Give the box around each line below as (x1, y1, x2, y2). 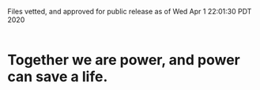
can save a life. (7, 68, 108, 86)
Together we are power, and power (7, 51, 240, 69)
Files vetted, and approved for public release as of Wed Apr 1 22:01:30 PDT (7, 7, 252, 16)
